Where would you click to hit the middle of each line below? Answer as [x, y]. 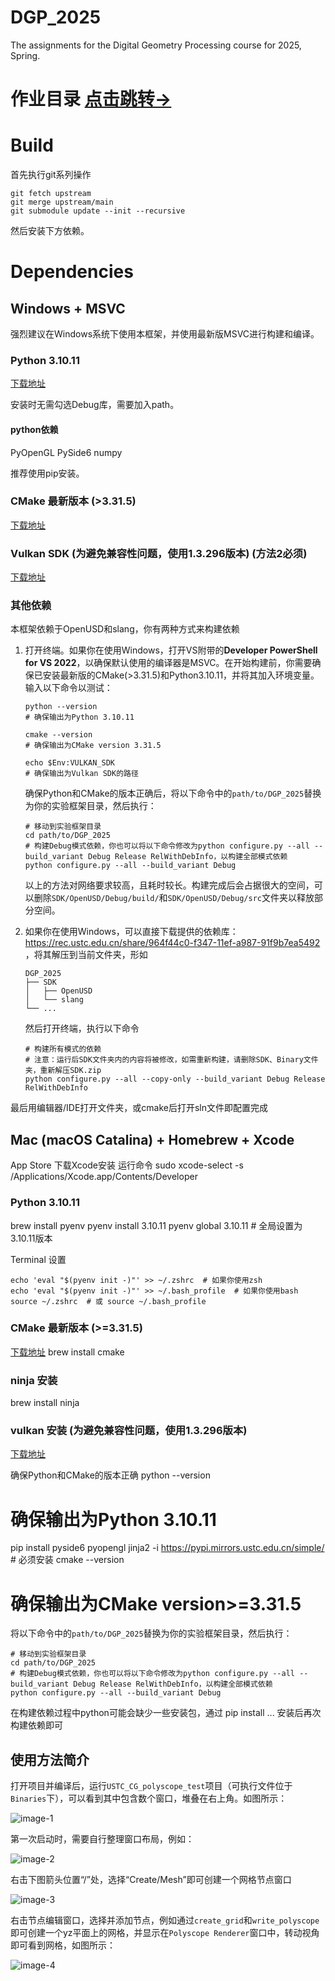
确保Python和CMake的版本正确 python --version [110, 1475]
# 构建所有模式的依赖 [63, 1049]
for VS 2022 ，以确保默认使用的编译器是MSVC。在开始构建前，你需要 [168, 663]
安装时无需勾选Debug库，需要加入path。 [95, 405]
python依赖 [34, 429]
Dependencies [72, 272]
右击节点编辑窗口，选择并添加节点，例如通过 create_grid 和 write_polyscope [165, 1920]
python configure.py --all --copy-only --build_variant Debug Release [175, 1079]
